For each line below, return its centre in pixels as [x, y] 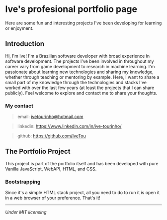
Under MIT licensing [26, 212]
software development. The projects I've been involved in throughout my [80, 61]
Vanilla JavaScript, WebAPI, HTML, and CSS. [51, 169]
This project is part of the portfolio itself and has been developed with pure [82, 163]
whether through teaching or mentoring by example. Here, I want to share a [82, 77]
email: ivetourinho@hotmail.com [50, 117]
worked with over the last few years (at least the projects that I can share [80, 88]
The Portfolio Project [38, 152]
